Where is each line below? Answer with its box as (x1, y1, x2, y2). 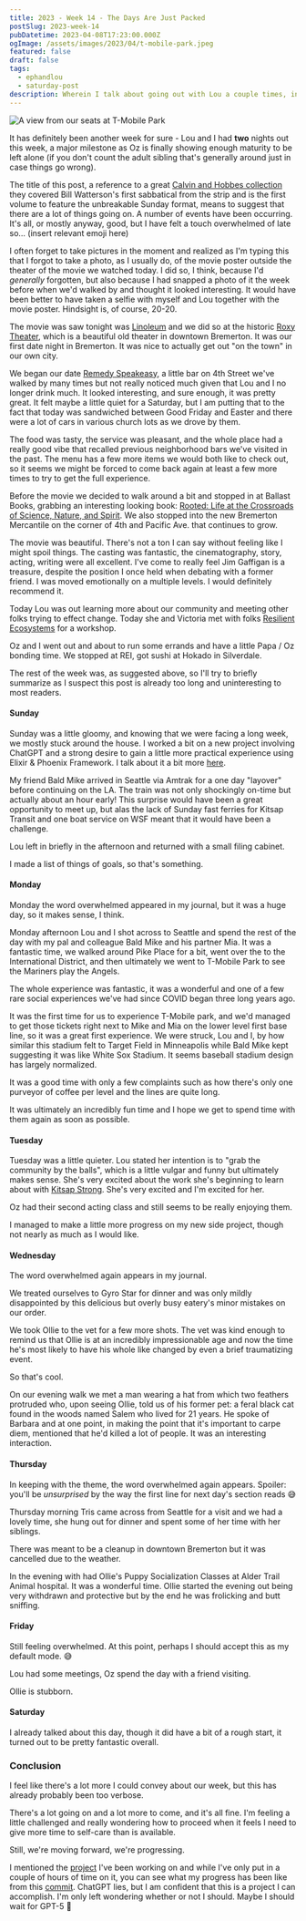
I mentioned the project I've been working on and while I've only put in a (9, 1862, 280, 1874)
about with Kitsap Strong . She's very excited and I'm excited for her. (9, 1184, 265, 1195)
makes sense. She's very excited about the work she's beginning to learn (9, 1174, 284, 1185)
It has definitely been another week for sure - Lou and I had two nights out (9, 132, 290, 143)
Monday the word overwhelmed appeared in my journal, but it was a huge (9, 899, 287, 910)
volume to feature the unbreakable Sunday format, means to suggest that (9, 198, 285, 210)
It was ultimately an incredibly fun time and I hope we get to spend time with (9, 1104, 296, 1115)
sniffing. (9, 1599, 41, 1610)
